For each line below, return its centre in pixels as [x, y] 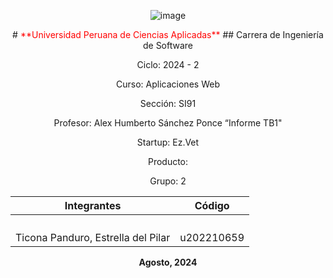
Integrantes [93, 205]
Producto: [168, 161]
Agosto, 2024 [168, 262]
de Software [168, 45]
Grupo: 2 [168, 181]
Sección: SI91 [168, 103]
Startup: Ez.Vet [168, 142]
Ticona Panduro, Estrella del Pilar [93, 237]
